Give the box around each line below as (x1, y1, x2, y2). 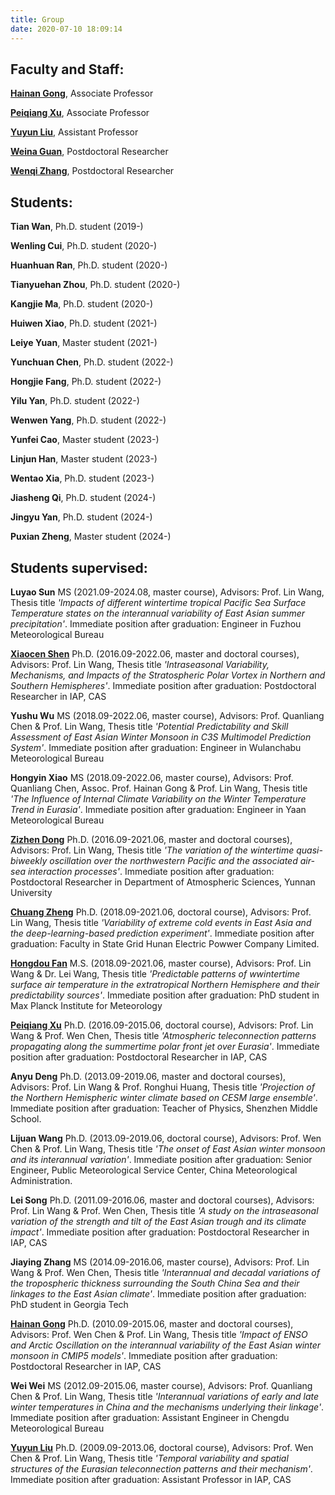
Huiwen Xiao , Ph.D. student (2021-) (10, 317, 158, 330)
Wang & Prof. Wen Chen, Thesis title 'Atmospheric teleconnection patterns (10, 1029, 317, 1041)
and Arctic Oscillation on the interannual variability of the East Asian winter (10, 1339, 322, 1351)
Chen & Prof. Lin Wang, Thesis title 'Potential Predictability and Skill (10, 720, 289, 732)
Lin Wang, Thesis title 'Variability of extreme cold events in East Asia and (10, 916, 312, 928)
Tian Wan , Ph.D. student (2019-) (10, 221, 144, 233)
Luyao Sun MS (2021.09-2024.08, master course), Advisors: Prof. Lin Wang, (10, 586, 325, 598)
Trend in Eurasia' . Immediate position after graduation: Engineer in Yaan (10, 803, 307, 815)
